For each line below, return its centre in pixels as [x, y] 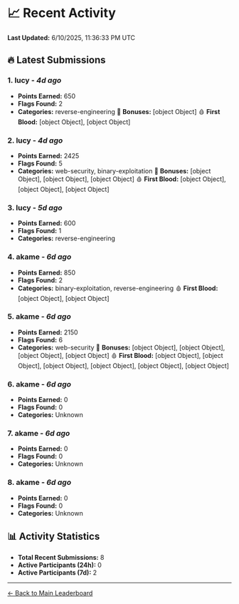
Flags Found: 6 [40, 339]
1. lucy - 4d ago [34, 81]
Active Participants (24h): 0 [59, 565]
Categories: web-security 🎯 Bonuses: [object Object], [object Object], [121, 347]
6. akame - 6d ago [39, 384]
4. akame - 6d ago [39, 257]
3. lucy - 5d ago [35, 208]
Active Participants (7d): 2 [57, 572]
